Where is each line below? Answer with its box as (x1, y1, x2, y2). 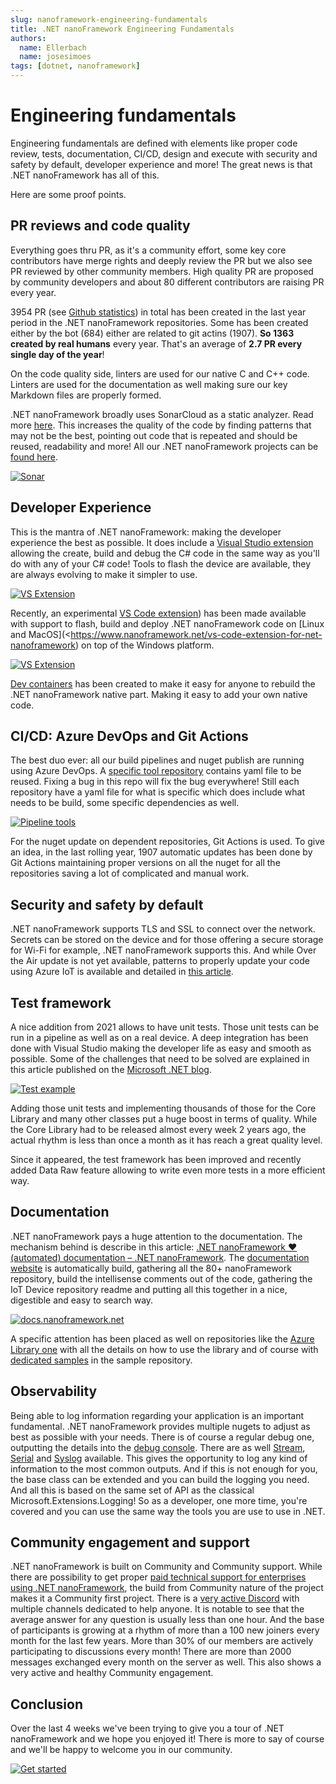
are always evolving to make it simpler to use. (10, 568, 198, 580)
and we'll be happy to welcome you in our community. (10, 1744, 233, 1756)
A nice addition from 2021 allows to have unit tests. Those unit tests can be (10, 1021, 320, 1033)
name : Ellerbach (19, 42, 87, 53)
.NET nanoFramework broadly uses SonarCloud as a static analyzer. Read (10, 408, 314, 420)
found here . (10, 451, 58, 463)
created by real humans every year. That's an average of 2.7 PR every (10, 337, 303, 350)
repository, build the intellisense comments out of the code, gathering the (10, 1272, 313, 1285)
